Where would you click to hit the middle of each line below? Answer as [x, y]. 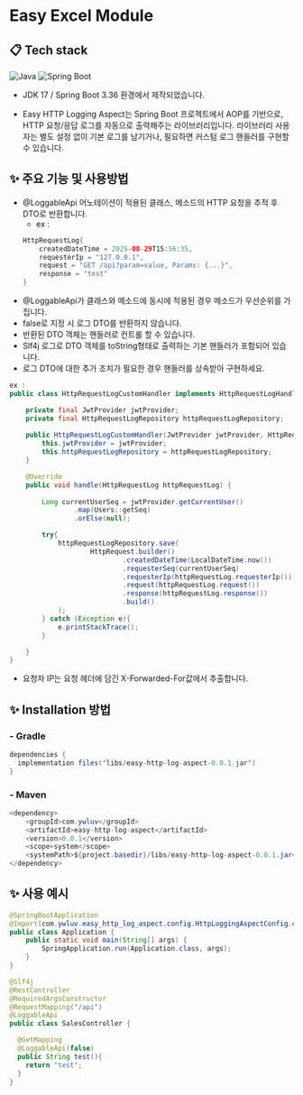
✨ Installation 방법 [60, 709]
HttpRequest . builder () [133, 551]
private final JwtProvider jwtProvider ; [102, 410]
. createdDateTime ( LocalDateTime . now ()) [197, 560]
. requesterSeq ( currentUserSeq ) [181, 568]
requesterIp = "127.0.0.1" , [92, 257]
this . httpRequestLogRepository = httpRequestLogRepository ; [157, 452]
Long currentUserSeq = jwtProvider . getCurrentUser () [143, 501]
